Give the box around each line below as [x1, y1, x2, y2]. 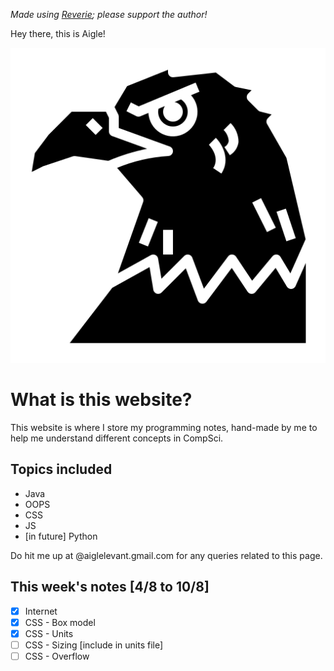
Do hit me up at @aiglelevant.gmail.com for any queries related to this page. [10, 549, 323, 561]
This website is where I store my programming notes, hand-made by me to [10, 421, 318, 433]
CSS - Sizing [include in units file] [24, 639, 164, 651]
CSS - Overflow [24, 650, 90, 662]
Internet [24, 605, 58, 617]
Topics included [10, 461, 113, 478]
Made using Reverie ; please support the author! [10, 9, 208, 20]
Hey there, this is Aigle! [10, 28, 106, 39]
